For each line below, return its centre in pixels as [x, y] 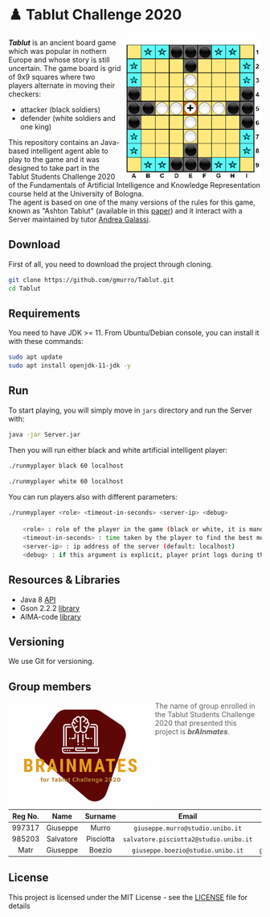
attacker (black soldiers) [60, 110]
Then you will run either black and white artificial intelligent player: [118, 450]
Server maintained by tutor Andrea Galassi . [80, 219]
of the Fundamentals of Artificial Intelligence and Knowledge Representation [135, 185]
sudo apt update [35, 357]
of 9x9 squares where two [52, 77]
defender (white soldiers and [68, 118]
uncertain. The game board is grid [65, 68]
